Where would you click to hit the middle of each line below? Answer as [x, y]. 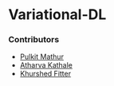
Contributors [34, 40]
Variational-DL [57, 15]
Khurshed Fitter [45, 74]
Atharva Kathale [46, 65]
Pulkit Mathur [41, 57]
